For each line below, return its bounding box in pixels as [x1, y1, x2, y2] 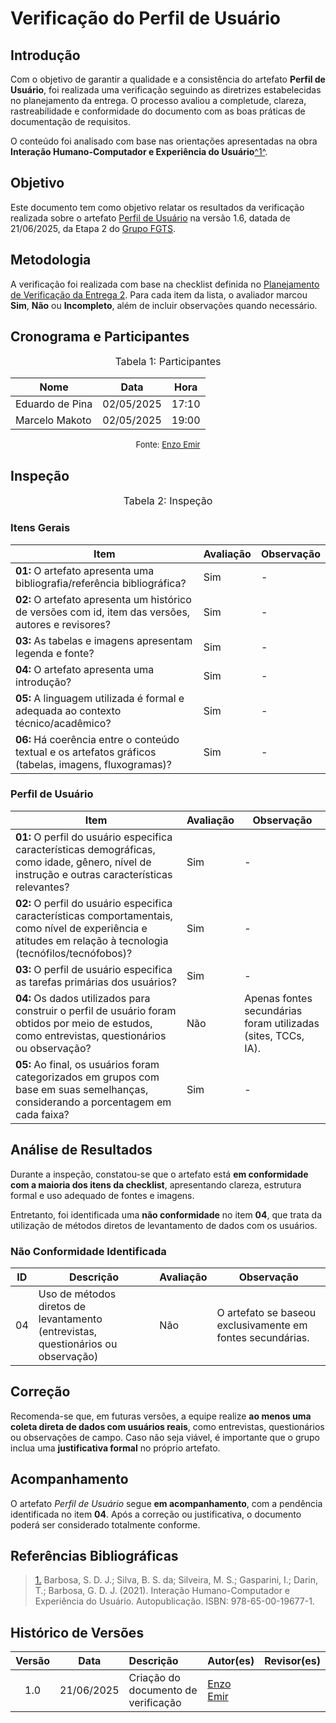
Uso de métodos [38, 1287, 117, 1301]
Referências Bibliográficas [10, 1547, 179, 1564]
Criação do [128, 1671, 181, 1685]
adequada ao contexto [15, 703, 122, 717]
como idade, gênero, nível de [15, 855, 152, 869]
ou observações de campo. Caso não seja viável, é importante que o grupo [10, 1431, 320, 1443]
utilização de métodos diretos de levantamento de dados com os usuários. [10, 1219, 318, 1231]
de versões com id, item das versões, [15, 605, 191, 619]
